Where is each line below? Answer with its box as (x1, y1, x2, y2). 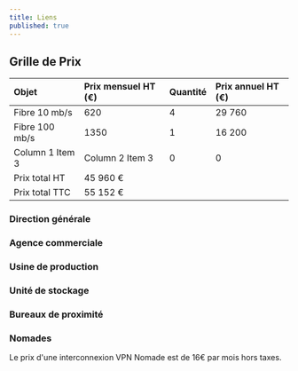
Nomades (9, 332, 52, 344)
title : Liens (9, 12, 58, 22)
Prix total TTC (13, 186, 71, 199)
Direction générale (9, 213, 91, 225)
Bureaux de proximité (9, 308, 104, 320)
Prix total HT (13, 172, 66, 185)
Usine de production (9, 261, 99, 273)
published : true (9, 21, 69, 30)
